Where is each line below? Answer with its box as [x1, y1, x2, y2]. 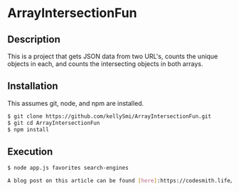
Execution [7, 146, 53, 158]
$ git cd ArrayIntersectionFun [7, 119, 100, 126]
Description [7, 33, 60, 45]
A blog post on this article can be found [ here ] [7, 178, 158, 185]
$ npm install [7, 126, 50, 133]
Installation [7, 80, 58, 92]
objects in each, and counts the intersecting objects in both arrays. [7, 60, 203, 68]
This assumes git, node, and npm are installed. [7, 99, 144, 107]
